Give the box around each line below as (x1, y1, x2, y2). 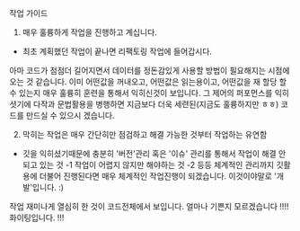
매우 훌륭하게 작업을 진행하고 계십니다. (22, 27, 157, 38)
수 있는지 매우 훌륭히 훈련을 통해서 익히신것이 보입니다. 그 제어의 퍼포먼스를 (9, 88, 273, 98)
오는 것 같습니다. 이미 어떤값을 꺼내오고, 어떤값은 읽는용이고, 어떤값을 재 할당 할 (9, 76, 287, 87)
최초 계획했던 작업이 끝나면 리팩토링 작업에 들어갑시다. (22, 46, 213, 57)
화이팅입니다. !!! (9, 212, 65, 223)
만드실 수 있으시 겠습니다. (25, 111, 115, 120)
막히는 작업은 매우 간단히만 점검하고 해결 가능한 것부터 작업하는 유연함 (22, 129, 268, 139)
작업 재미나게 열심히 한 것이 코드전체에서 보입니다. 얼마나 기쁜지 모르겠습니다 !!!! (9, 201, 289, 211)
